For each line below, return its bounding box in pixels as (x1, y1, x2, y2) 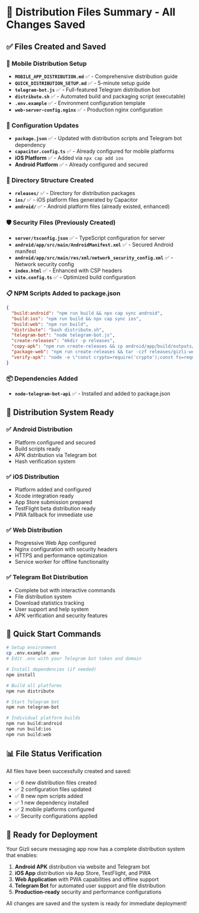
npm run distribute (6, 688, 54, 694)
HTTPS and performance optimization (14, 552, 108, 559)
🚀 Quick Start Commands (6, 628, 101, 639)
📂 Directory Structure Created (6, 176, 94, 184)
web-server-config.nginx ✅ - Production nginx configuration (14, 106, 163, 113)
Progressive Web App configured (14, 539, 97, 547)
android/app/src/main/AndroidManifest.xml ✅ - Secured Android (14, 241, 174, 248)
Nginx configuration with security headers (14, 545, 118, 553)
